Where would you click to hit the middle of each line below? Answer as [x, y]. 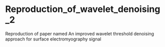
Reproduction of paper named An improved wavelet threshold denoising [80, 33]
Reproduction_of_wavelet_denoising [83, 9]
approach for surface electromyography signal [53, 39]
